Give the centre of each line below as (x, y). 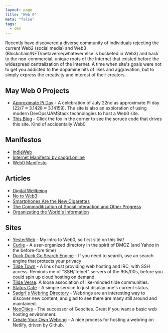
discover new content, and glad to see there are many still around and (85, 298)
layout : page (19, 10)
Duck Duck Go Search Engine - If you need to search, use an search (83, 256)
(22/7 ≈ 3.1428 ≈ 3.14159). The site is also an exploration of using (79, 108)
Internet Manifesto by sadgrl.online (49, 157)
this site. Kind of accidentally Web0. (49, 124)
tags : (11, 24)
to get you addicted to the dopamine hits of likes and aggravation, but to (80, 70)
